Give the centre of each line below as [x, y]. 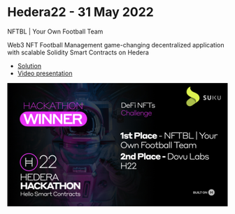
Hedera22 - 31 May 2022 [80, 12]
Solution [29, 66]
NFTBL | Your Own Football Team [55, 31]
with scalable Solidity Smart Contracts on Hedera [78, 52]
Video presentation [45, 73]
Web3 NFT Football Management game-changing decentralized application [116, 45]
